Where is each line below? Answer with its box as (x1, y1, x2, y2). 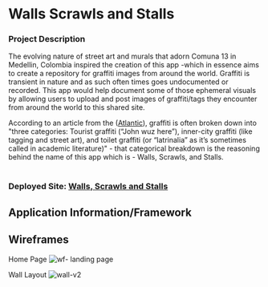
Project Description (8, 34, 86, 45)
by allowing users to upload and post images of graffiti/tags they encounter (8, 94, 258, 104)
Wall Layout (8, 269, 47, 279)
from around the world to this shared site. (8, 103, 146, 112)
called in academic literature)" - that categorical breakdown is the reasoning (8, 143, 261, 153)
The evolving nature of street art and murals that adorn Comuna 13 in (8, 51, 237, 61)
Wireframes (8, 233, 70, 247)
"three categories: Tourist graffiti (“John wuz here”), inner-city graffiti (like (8, 127, 253, 136)
